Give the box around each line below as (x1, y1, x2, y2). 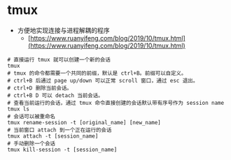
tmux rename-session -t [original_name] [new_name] (7, 119, 161, 126)
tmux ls (7, 106, 30, 112)
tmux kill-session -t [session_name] (7, 146, 118, 153)
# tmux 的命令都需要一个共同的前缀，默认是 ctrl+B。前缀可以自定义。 (7, 69, 187, 77)
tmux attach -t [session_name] (7, 132, 99, 140)
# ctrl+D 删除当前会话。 (7, 85, 72, 92)
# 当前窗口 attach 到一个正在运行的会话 (7, 126, 112, 133)
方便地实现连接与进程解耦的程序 (17, 26, 110, 34)
